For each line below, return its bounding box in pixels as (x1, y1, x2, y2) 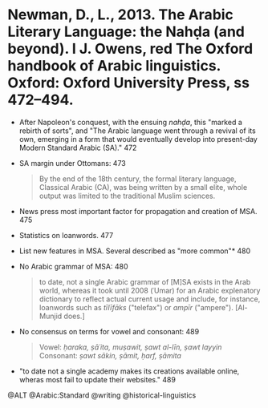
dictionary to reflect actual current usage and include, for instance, (39, 294, 261, 304)
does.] (63, 311, 85, 321)
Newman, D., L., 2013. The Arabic (7, 6, 234, 24)
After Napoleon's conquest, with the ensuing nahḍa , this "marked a (18, 117, 242, 127)
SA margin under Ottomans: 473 (18, 158, 126, 168)
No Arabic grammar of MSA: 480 (18, 261, 128, 271)
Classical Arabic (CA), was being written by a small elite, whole (39, 182, 248, 192)
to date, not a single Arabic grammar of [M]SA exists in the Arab (39, 277, 251, 286)
